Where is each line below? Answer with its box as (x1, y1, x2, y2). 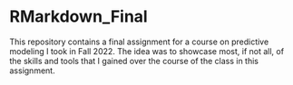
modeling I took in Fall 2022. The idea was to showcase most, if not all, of (9, 45, 284, 56)
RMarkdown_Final (9, 6, 148, 27)
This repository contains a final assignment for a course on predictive (9, 36, 269, 47)
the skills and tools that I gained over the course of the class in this (9, 55, 259, 66)
